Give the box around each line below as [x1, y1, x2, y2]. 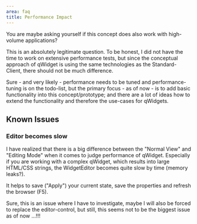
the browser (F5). [6, 189, 48, 196]
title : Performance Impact [6, 14, 73, 20]
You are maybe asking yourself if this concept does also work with [6, 30, 168, 37]
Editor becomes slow [6, 132, 68, 140]
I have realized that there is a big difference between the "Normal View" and [6, 145, 192, 152]
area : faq [6, 8, 31, 15]
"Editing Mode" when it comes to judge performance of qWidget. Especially [6, 152, 191, 159]
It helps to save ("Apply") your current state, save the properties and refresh [6, 182, 191, 189]
